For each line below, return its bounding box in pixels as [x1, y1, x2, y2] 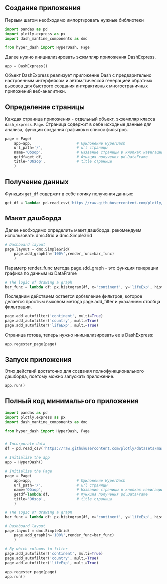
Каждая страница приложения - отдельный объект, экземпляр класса [5, 116, 155, 122]
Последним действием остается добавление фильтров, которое [5, 293, 143, 299]
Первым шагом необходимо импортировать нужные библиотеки [5, 17, 144, 23]
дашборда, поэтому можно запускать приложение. [5, 373, 115, 379]
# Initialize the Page [5, 469, 52, 474]
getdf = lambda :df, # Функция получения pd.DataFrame [14, 492, 148, 497]
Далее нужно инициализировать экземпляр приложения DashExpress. [5, 54, 156, 60]
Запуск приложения [5, 355, 72, 364]
